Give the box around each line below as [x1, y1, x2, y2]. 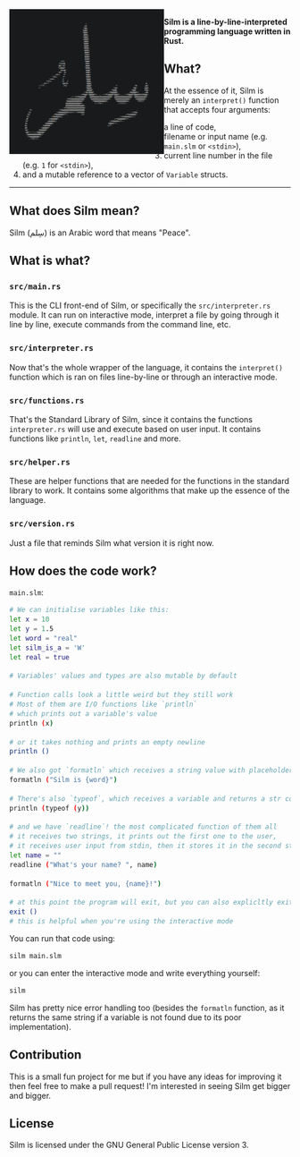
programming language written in [163, 26, 291, 37]
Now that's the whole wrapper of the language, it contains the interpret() [9, 362, 283, 372]
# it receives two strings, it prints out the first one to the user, [9, 832, 278, 841]
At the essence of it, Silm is [163, 85, 264, 96]
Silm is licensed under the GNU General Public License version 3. [9, 1140, 249, 1151]
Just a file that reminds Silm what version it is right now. [9, 537, 214, 549]
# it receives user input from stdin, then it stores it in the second [9, 841, 281, 851]
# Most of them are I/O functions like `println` [9, 700, 198, 710]
